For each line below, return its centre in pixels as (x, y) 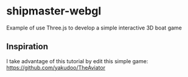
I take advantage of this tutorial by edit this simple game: (77, 61)
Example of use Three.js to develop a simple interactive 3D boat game (94, 28)
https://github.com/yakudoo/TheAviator (56, 67)
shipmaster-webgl (54, 11)
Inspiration (27, 47)
